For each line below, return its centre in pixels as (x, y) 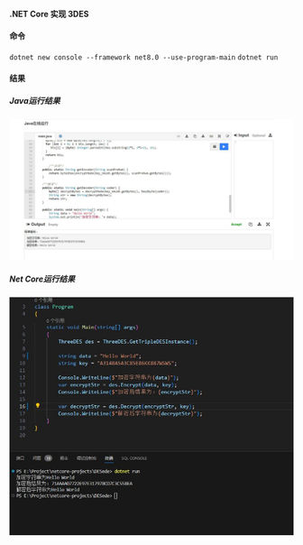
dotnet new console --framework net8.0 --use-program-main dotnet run (144, 57)
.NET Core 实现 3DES (49, 14)
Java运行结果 (35, 100)
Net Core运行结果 (42, 279)
